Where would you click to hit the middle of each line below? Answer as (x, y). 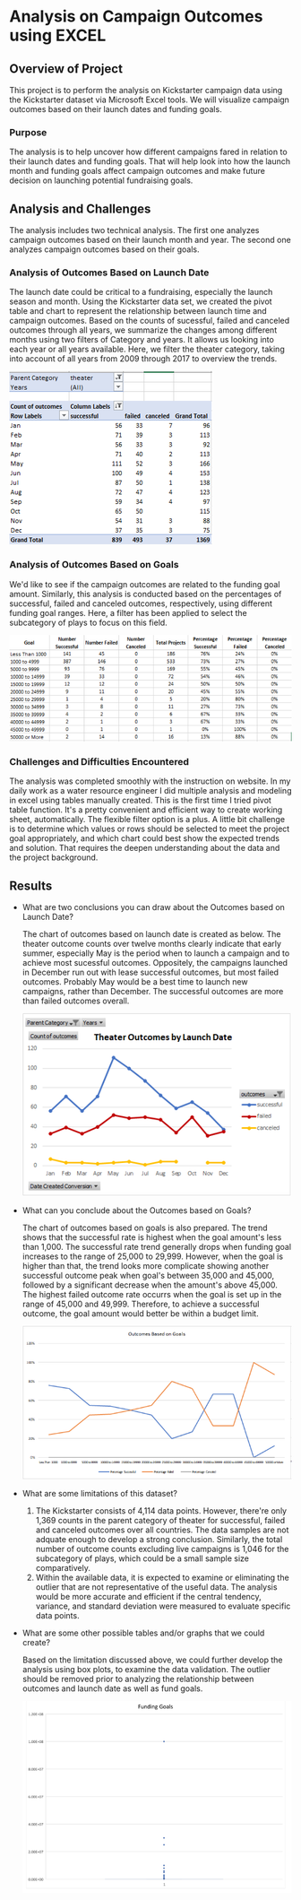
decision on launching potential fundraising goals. (101, 180)
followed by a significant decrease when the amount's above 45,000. (150, 1285)
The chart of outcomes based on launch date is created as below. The (151, 934)
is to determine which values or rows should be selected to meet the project (150, 829)
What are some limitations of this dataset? (99, 1493)
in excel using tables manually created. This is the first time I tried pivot (140, 801)
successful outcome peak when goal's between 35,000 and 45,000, (148, 1275)
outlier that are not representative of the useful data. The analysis (156, 1587)
